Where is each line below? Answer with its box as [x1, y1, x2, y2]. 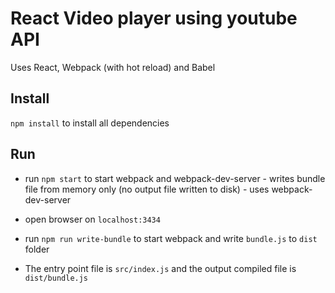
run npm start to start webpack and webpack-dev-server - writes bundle [24, 172, 326, 184]
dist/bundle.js [24, 273, 89, 283]
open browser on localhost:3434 [24, 213, 161, 225]
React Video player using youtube [10, 7, 298, 30]
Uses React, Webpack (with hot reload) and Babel [10, 61, 216, 73]
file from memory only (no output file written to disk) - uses [24, 183, 270, 195]
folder [24, 243, 50, 255]
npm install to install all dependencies [10, 117, 170, 129]
